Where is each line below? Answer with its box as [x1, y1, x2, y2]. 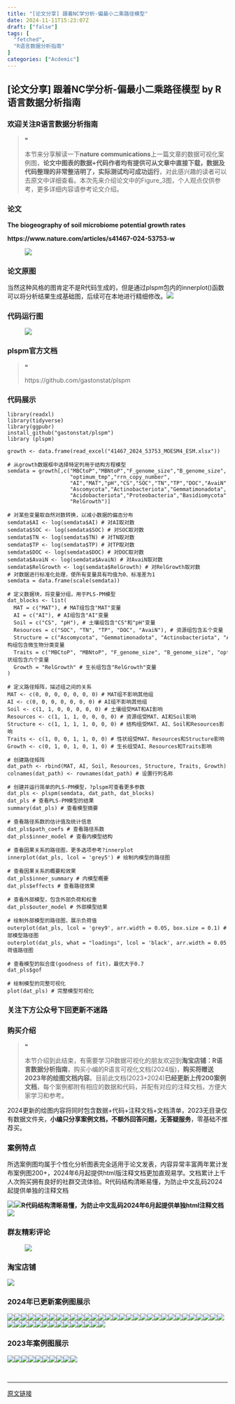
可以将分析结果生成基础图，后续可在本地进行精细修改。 [7, 292, 166, 301]
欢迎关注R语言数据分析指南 [7, 120, 99, 129]
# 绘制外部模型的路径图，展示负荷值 [7, 917, 97, 924]
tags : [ [7, 29, 30, 37]
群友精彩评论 [7, 1228, 51, 1237]
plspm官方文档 [7, 346, 58, 356]
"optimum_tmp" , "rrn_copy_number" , [69, 473, 171, 480]
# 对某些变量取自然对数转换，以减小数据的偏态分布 [7, 512, 134, 519]
